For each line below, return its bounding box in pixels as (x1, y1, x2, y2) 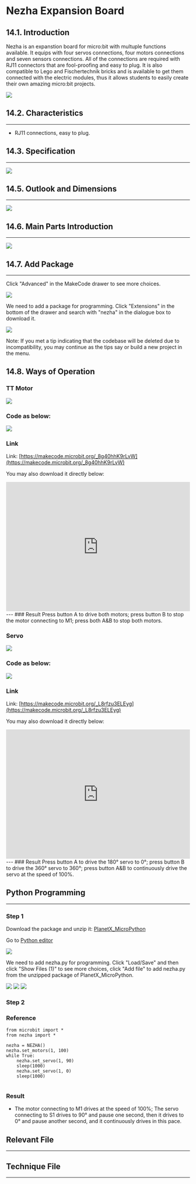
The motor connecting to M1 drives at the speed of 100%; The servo (14, 1105, 179, 1113)
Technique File (6, 1161, 61, 1171)
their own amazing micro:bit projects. (6, 80, 96, 87)
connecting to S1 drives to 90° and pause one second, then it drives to (14, 1111, 184, 1118)
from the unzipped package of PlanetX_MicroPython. (6, 971, 134, 978)
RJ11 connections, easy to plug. (14, 129, 90, 136)
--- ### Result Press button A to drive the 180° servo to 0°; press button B (6, 858, 185, 865)
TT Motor (6, 384, 33, 393)
